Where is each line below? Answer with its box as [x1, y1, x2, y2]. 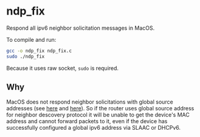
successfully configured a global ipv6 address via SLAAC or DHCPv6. [6, 124, 181, 131]
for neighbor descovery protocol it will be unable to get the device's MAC [6, 111, 190, 118]
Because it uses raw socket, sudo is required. [6, 64, 119, 72]
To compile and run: [6, 36, 57, 43]
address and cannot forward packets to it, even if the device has [6, 117, 168, 125]
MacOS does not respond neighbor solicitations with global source [6, 98, 173, 105]
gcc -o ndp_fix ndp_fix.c [6, 47, 72, 54]
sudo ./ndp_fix [6, 53, 45, 59]
